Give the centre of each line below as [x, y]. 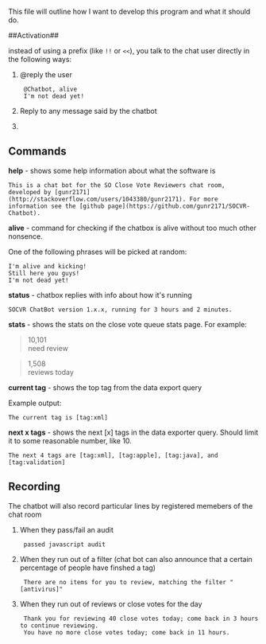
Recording [35, 487]
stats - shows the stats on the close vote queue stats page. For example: [128, 324]
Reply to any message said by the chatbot [88, 111]
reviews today [50, 372]
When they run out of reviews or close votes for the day [111, 603]
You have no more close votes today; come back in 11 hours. [127, 632]
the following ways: [40, 59]
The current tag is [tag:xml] [58, 417]
